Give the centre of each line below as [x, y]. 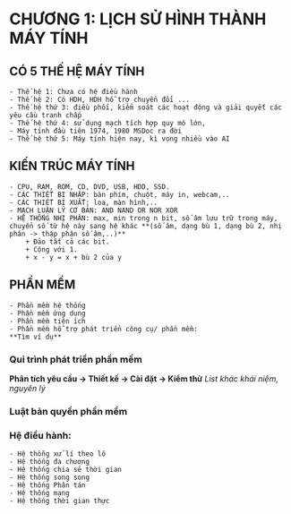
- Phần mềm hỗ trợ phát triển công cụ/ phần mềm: [104, 329]
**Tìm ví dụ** [36, 337]
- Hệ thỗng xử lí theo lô [57, 454]
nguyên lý [28, 388]
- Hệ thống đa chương [50, 462]
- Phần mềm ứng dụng [48, 313]
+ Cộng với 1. [51, 249]
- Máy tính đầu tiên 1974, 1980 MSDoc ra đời [95, 131]
